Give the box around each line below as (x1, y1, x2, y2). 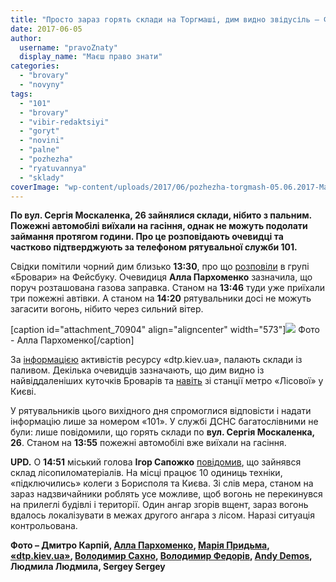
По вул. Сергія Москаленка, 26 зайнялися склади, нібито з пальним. (10, 209, 312, 221)
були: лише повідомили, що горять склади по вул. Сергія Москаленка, (10, 426, 315, 438)
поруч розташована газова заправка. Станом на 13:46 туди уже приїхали (10, 282, 326, 294)
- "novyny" (19, 80, 65, 90)
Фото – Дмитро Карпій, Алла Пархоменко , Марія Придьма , (10, 539, 270, 551)
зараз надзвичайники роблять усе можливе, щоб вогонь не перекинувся (10, 488, 323, 500)
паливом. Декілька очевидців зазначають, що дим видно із (10, 364, 265, 376)
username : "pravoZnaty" (19, 42, 118, 53)
